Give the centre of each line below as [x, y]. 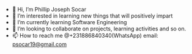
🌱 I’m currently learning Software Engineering [69, 22]
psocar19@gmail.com [39, 44]
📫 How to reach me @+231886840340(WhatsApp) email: [85, 35]
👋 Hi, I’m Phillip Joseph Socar [49, 9]
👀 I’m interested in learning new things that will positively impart [92, 16]
